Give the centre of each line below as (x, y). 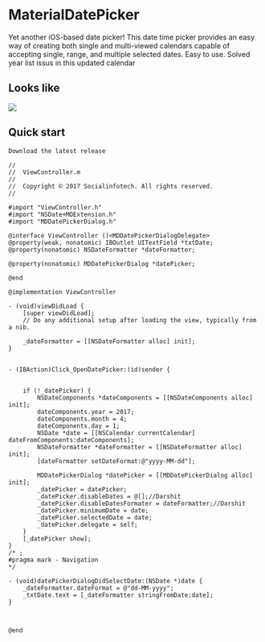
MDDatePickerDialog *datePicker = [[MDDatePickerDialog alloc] (145, 475)
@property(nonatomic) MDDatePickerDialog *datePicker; (102, 263)
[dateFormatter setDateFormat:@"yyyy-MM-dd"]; (116, 461)
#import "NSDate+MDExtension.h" (62, 214)
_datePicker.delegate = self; (88, 524)
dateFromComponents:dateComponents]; (71, 440)
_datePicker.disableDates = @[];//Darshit (109, 496)
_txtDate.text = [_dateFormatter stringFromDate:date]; (118, 595)
